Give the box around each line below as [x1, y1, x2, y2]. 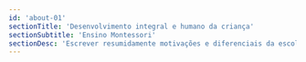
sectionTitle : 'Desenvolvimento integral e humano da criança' [8, 22, 255, 31]
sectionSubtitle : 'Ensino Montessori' [8, 30, 156, 39]
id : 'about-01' [8, 13, 67, 23]
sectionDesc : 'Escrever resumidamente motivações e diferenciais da [8, 38, 275, 48]
